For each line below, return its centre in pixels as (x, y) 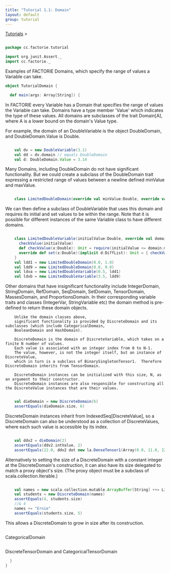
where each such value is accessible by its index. (57, 427)
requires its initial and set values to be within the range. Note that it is (77, 214)
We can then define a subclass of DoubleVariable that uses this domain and (84, 209)
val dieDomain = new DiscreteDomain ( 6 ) (56, 402)
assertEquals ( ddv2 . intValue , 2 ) (48, 445)
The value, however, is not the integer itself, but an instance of (88, 353)
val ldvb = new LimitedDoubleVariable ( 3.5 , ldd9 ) (68, 277)
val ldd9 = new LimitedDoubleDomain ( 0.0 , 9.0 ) (64, 267)
